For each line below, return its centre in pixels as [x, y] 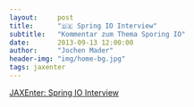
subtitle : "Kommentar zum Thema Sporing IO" [97, 34]
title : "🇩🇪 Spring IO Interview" [84, 26]
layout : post [42, 17]
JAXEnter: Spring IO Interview [64, 92]
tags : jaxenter [38, 68]
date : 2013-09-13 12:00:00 [72, 42]
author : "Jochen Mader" [62, 51]
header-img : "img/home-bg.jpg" [67, 59]
